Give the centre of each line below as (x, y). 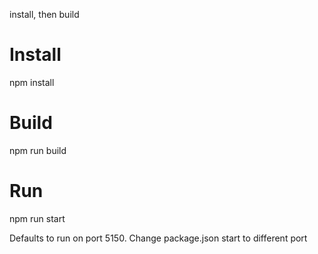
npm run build (38, 150)
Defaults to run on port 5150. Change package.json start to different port (158, 238)
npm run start (37, 218)
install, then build (44, 14)
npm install (32, 82)
